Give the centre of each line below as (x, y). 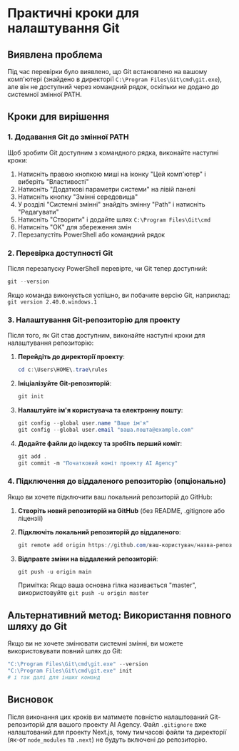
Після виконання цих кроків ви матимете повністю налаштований (108, 717)
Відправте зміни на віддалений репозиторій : (88, 559)
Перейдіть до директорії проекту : (71, 357)
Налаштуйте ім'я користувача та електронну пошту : (100, 410)
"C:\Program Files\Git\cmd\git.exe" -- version (78, 664)
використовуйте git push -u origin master (83, 593)
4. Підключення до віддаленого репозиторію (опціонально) (117, 481)
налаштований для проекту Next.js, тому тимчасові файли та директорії (117, 732)
